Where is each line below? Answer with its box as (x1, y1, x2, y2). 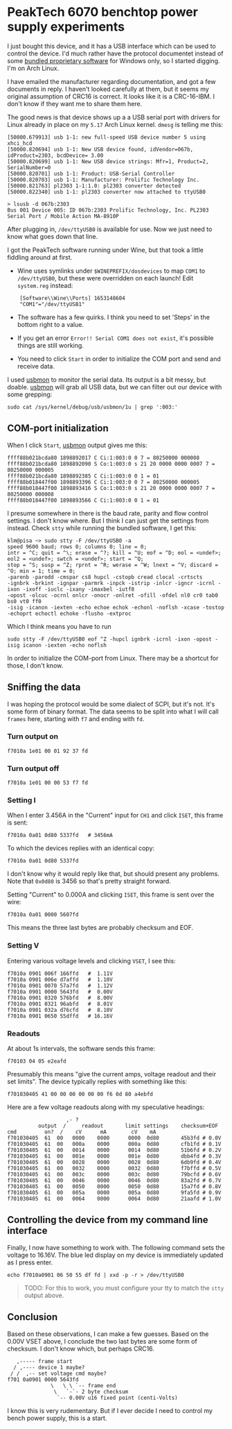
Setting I (7, 795, 36, 805)
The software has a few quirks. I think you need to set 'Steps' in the (17, 313, 210, 321)
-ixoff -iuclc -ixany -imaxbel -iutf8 (22, 586, 135, 593)
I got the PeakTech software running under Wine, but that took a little (7, 246, 204, 254)
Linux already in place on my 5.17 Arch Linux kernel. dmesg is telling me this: (7, 120, 224, 128)
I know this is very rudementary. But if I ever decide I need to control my (7, 1406, 213, 1414)
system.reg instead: (17, 281, 73, 289)
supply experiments (7, 19, 125, 35)
